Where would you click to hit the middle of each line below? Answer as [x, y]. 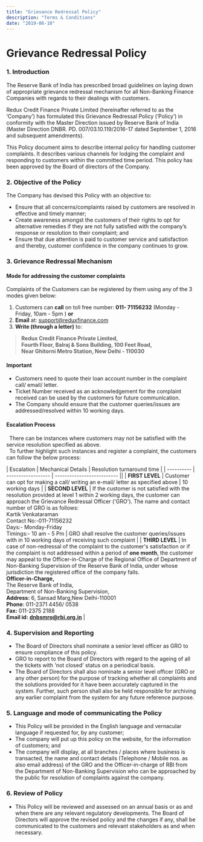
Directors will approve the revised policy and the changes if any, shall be [105, 819]
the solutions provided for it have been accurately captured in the [96, 684]
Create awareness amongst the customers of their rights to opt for [98, 220]
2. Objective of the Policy [44, 182]
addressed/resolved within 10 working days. [70, 411]
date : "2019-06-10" [31, 23]
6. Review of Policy [35, 794]
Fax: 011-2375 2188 [31, 610]
